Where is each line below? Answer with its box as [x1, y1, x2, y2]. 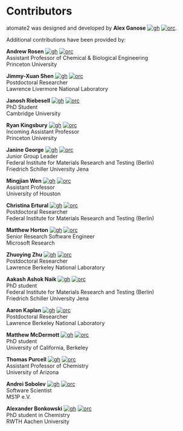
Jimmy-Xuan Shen [6, 72, 54, 79]
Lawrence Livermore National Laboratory [6, 85, 109, 92]
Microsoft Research [6, 239, 56, 246]
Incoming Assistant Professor [6, 128, 80, 135]
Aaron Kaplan [6, 306, 42, 314]
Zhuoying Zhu [6, 251, 42, 258]
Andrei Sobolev [6, 380, 47, 387]
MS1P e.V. [6, 393, 31, 400]
